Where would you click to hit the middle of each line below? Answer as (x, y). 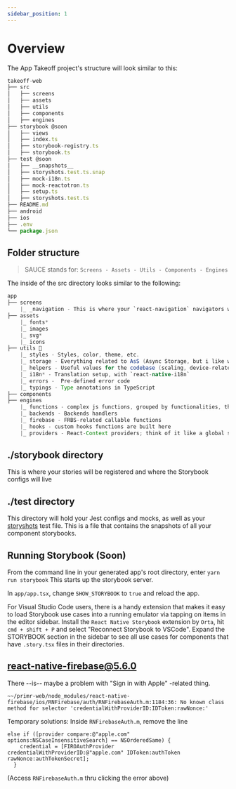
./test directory (41, 502)
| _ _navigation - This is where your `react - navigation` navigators (122, 310)
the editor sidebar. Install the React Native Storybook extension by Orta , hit (116, 622)
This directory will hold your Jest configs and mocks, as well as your (106, 518)
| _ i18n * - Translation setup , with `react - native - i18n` (105, 374)
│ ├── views (28, 133)
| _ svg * (31, 335)
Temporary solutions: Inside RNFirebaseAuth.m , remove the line (98, 721)
